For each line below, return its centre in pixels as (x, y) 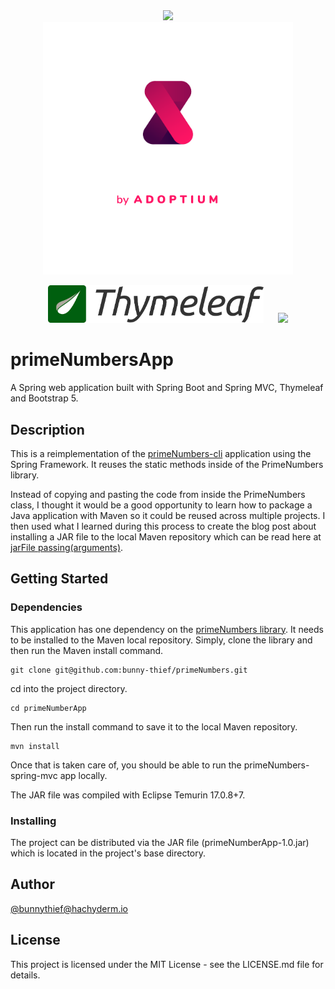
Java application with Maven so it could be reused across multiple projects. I (168, 515)
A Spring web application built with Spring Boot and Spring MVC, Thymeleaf (167, 388)
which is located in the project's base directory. (108, 853)
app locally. (83, 775)
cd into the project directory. (69, 688)
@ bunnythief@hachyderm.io (69, 908)
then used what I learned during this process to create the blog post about (163, 526)
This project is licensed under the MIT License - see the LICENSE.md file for (167, 964)
